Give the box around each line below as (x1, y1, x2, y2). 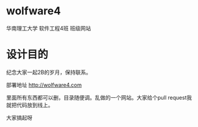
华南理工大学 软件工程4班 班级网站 (6, 24, 91, 32)
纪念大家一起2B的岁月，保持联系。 (6, 69, 91, 76)
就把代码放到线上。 (6, 101, 54, 109)
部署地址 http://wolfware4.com (6, 81, 82, 88)
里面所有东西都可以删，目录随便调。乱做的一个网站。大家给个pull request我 (6, 94, 192, 101)
